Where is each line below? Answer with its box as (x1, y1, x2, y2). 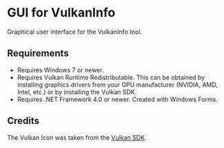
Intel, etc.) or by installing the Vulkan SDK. (17, 87, 137, 96)
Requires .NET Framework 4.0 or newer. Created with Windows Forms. (17, 95, 218, 103)
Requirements (7, 47, 69, 59)
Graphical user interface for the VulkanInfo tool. (7, 28, 143, 36)
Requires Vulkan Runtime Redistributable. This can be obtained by (17, 73, 205, 81)
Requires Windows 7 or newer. (17, 65, 104, 74)
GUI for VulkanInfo (7, 5, 116, 21)
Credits (7, 115, 40, 127)
